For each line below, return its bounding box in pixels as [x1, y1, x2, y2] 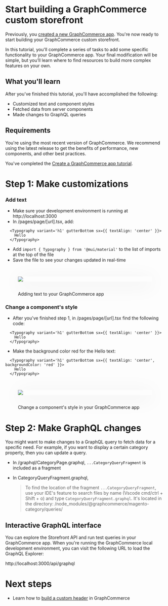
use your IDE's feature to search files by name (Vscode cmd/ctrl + [25, 490, 163, 496]
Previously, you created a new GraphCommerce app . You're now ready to [5, 31, 159, 37]
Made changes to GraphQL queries [12, 111, 86, 117]
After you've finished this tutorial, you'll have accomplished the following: [5, 90, 158, 97]
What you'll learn [5, 77, 61, 86]
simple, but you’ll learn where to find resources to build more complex [5, 57, 151, 63]
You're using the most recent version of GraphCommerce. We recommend [5, 140, 160, 146]
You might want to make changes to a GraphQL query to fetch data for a [5, 439, 156, 445]
